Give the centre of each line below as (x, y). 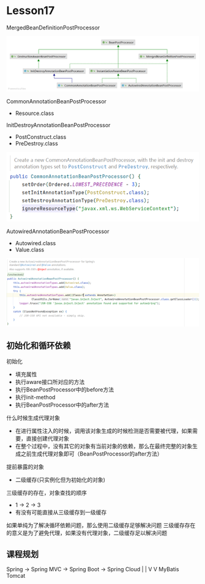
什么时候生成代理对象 (33, 418)
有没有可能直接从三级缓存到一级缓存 (61, 512)
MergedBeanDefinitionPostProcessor (53, 28)
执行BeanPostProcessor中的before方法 (65, 390)
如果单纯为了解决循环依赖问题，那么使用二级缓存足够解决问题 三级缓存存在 (101, 525)
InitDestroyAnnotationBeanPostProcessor (58, 125)
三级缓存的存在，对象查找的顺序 (47, 493)
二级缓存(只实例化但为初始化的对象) (60, 480)
